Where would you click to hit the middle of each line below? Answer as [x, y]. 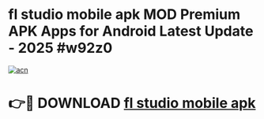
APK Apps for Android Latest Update [131, 31]
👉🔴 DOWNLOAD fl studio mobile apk [132, 103]
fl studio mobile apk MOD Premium [124, 15]
